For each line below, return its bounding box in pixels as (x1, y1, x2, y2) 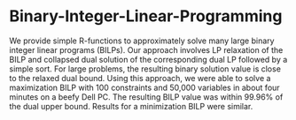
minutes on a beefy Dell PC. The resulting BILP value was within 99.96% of (9, 91, 284, 102)
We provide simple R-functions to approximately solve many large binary (9, 35, 275, 46)
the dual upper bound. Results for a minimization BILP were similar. (9, 101, 253, 111)
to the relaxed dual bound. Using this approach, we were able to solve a (9, 72, 271, 83)
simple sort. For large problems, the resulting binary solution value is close (9, 64, 282, 74)
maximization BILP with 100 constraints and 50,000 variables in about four (9, 82, 281, 93)
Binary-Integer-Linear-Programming (9, 6, 283, 26)
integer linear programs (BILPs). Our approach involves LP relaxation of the (9, 44, 284, 55)
